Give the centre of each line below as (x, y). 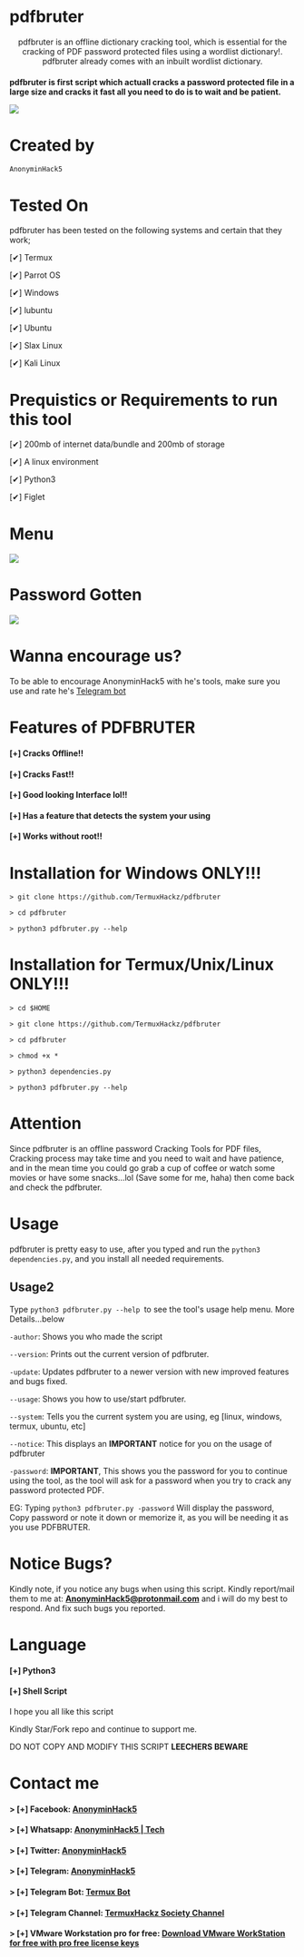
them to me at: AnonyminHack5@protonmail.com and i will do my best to (149, 1598)
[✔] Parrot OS (35, 275)
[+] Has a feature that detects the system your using (110, 815)
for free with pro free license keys (74, 1943)
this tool (41, 419)
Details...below (37, 1319)
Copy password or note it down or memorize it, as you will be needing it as (149, 1517)
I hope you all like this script (61, 1711)
